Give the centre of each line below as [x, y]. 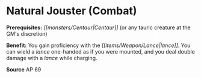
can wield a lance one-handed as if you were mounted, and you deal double [101, 51]
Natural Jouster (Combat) [72, 11]
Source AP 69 [24, 69]
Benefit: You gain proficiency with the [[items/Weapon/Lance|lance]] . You [98, 45]
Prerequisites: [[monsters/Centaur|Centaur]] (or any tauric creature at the [98, 27]
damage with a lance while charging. [52, 58]
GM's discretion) [27, 33]
